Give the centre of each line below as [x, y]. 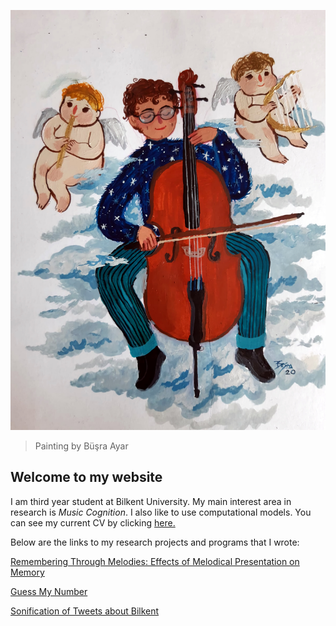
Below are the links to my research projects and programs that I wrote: [155, 542]
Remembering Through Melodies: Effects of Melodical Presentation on [155, 561]
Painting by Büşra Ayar [81, 446]
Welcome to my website [86, 477]
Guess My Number [49, 591]
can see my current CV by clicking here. [93, 522]
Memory [27, 572]
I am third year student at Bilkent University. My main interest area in [151, 501]
